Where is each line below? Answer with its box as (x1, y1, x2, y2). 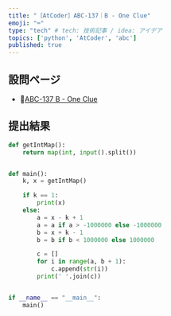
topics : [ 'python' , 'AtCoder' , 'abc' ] (8, 33, 137, 42)
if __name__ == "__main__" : (8, 294, 102, 302)
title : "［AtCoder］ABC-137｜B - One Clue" (8, 11, 151, 20)
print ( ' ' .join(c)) (37, 272, 102, 280)
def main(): (8, 170, 48, 178)
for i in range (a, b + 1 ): (37, 258, 126, 266)
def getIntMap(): (8, 141, 66, 149)
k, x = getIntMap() (22, 177, 87, 185)
